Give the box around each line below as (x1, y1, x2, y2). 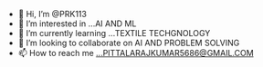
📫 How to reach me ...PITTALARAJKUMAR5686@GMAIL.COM (17, 48, 254, 58)
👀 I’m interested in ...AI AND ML (17, 18, 137, 29)
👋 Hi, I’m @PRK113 (17, 9, 87, 19)
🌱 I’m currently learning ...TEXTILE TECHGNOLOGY (17, 28, 211, 38)
